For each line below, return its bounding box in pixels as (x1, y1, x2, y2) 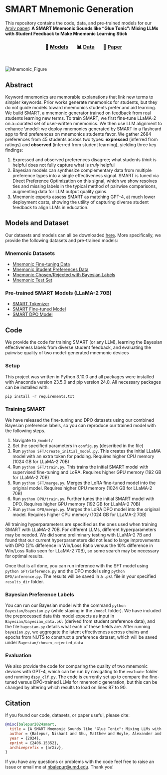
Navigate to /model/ (12, 437, 53, 443)
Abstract (5, 81, 33, 89)
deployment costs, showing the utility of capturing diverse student (12, 199, 149, 205)
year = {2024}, (9, 736, 41, 741)
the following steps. (5, 428, 46, 434)
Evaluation (5, 652, 31, 659)
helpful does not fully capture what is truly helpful (12, 162, 115, 168)
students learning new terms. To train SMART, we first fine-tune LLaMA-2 (5, 115, 156, 121)
